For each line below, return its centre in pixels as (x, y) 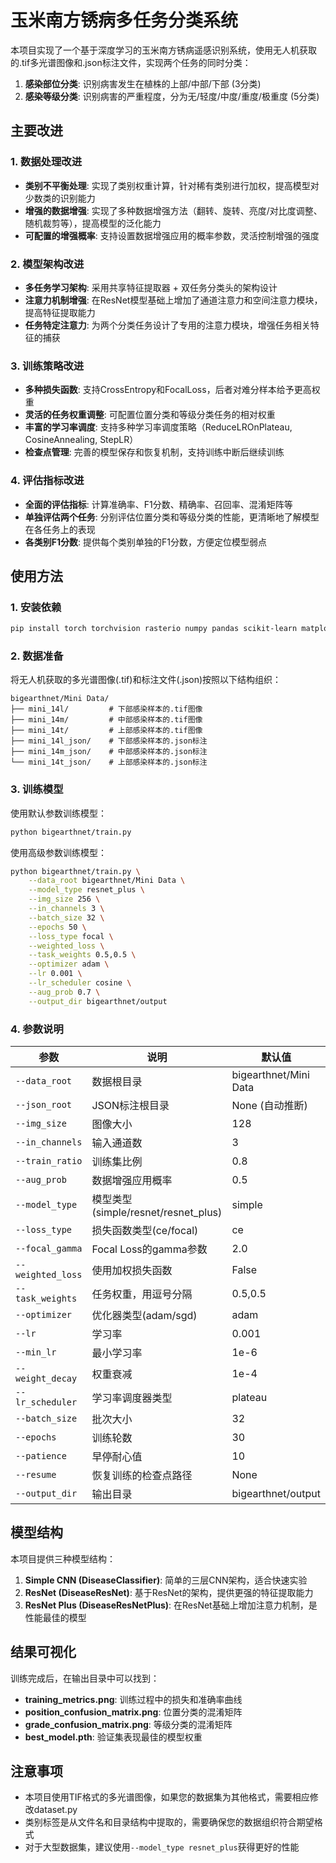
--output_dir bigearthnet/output (98, 1001)
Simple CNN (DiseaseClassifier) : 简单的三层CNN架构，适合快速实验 (166, 1580)
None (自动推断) (269, 1105)
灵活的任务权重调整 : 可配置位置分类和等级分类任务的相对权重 (150, 415)
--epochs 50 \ (57, 927)
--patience (41, 1455)
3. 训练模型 (37, 789)
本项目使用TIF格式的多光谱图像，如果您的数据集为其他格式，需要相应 (167, 1797)
